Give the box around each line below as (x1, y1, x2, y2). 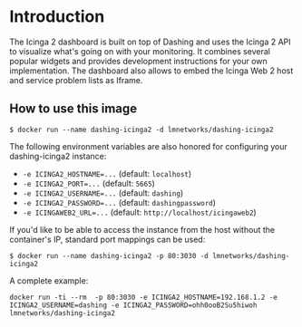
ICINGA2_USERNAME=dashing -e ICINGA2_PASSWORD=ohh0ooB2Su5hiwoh (9, 301, 258, 310)
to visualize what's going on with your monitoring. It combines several (9, 45, 270, 56)
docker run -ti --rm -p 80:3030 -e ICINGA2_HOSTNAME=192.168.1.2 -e (9, 293, 278, 302)
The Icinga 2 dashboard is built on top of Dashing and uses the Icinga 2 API (9, 36, 292, 47)
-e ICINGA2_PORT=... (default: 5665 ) (22, 178, 156, 188)
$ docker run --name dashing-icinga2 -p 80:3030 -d (9, 251, 209, 260)
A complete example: (9, 274, 89, 286)
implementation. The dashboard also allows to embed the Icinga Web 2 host (9, 65, 294, 76)
